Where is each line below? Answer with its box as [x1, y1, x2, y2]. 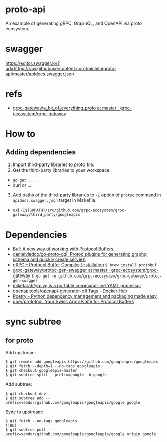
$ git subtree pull [5, 427, 46, 432]
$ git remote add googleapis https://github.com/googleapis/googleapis [5, 359, 158, 364]
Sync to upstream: [5, 409, 44, 415]
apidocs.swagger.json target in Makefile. [12, 197, 97, 203]
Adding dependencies [5, 148, 76, 157]
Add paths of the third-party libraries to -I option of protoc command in [12, 192, 161, 198]
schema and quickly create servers [12, 256, 86, 262]
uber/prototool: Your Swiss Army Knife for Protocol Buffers [12, 298, 134, 304]
